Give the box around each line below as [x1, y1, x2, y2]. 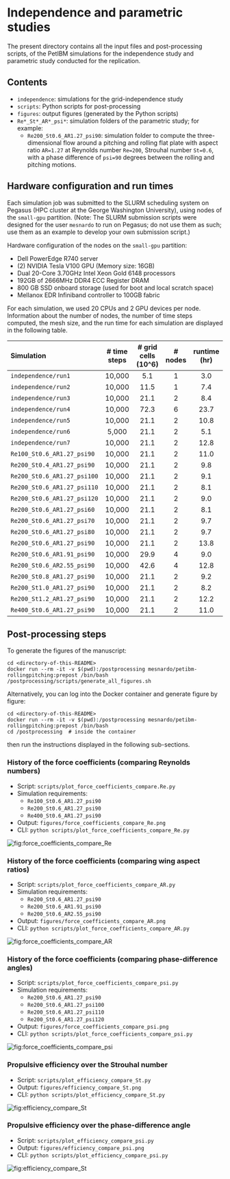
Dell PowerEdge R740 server [16, 254, 99, 262]
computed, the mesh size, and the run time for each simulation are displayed [7, 318, 223, 327]
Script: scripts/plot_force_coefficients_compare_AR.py [16, 880, 176, 888]
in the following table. [7, 326, 68, 334]
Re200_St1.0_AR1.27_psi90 [10, 583, 95, 592]
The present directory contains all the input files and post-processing [7, 42, 203, 50]
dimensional [27, 139, 62, 147]
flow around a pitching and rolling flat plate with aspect [62, 139, 218, 147]
